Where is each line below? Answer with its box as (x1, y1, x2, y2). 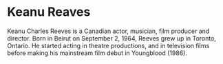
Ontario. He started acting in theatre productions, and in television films (7, 41, 210, 50)
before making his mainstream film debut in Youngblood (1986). (7, 49, 188, 57)
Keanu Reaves (7, 4, 91, 20)
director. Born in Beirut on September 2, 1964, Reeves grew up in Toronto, (7, 34, 217, 42)
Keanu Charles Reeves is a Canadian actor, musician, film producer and (7, 27, 210, 35)
